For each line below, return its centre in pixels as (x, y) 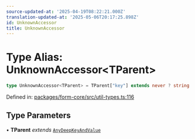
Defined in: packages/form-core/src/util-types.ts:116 (70, 97)
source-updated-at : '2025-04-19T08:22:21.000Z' (66, 12)
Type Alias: (35, 57)
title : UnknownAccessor (36, 28)
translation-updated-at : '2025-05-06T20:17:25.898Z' (73, 17)
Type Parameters (39, 116)
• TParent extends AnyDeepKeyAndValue (53, 130)
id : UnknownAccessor (32, 22)
